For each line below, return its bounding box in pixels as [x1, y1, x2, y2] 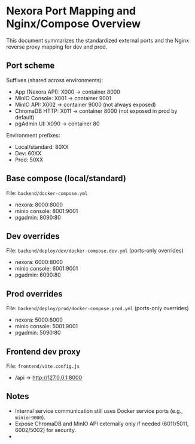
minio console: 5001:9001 [14, 323, 78, 330]
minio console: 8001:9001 [14, 207, 78, 214]
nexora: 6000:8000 [14, 259, 63, 266]
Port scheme [6, 61, 55, 71]
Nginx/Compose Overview [6, 17, 141, 31]
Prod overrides [6, 289, 63, 299]
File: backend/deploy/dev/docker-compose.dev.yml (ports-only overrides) [6, 247, 184, 254]
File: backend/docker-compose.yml [6, 189, 88, 196]
